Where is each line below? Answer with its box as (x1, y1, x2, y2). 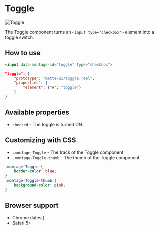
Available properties (5, 108, 70, 117)
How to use (5, 49, 41, 57)
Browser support (5, 201, 59, 210)
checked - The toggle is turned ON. (12, 121, 84, 127)
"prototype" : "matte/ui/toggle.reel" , (14, 76, 95, 81)
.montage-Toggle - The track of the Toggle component (12, 149, 124, 155)
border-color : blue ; (14, 169, 57, 174)
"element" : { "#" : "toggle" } (23, 85, 81, 90)
